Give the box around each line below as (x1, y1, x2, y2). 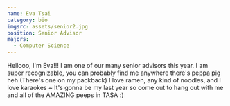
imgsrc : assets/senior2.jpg (7, 23, 89, 30)
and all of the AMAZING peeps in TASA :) (7, 91, 124, 99)
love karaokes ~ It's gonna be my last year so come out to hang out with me (7, 84, 224, 91)
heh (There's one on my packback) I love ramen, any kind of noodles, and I (7, 76, 222, 84)
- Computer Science (13, 42, 70, 49)
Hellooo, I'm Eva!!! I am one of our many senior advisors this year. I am (7, 62, 209, 69)
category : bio (7, 17, 48, 24)
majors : (7, 36, 30, 43)
